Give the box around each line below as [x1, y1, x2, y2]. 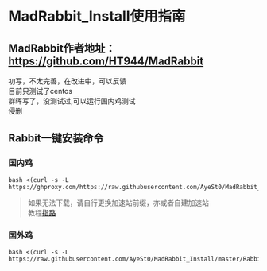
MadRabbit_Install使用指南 [8, 7, 186, 25]
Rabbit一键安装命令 [8, 132, 104, 145]
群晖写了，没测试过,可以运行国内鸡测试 [8, 96, 137, 106]
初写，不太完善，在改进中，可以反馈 [8, 76, 127, 86]
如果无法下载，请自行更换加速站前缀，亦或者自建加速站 [27, 198, 209, 207]
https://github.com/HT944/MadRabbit [8, 54, 204, 68]
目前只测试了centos [8, 87, 73, 95]
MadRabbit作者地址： [8, 41, 116, 55]
